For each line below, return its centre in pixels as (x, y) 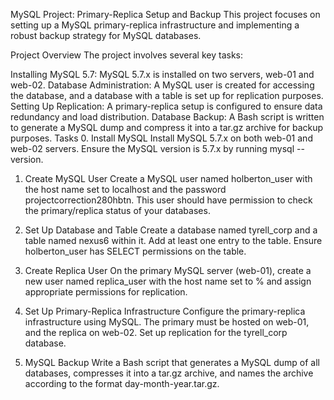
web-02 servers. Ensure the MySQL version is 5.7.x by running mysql (152, 148)
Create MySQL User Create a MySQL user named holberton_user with (168, 178)
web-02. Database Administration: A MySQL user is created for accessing (162, 85)
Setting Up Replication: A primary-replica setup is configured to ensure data (166, 106)
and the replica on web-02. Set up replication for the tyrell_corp (156, 332)
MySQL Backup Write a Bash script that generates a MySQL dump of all (172, 362)
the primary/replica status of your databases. (117, 210)
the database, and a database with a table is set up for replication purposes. (167, 95)
